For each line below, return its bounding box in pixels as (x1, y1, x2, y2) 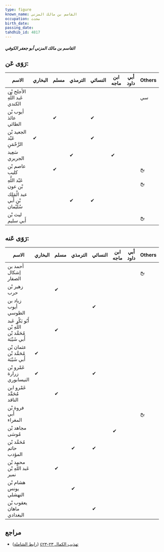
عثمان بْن (7, 344, 27, 351)
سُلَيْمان (7, 203, 23, 210)
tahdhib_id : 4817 (5, 30, 41, 35)
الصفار (7, 275, 21, 282)
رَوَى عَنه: (5, 234, 29, 242)
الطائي (7, 120, 22, 127)
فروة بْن (7, 405, 24, 411)
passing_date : (5, 25, 34, 30)
